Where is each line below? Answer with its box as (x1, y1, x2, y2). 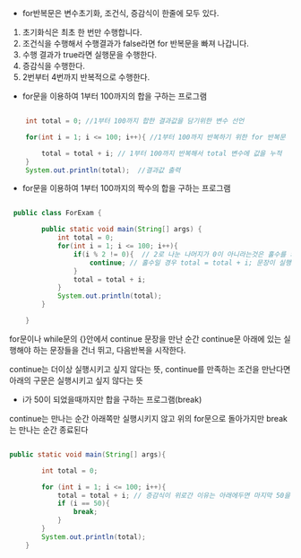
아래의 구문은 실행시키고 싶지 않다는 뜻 (9, 375, 143, 386)
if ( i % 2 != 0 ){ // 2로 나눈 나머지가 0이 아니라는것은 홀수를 (73, 249, 287, 258)
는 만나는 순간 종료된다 (9, 424, 89, 435)
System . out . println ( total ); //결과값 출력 (25, 165, 181, 175)
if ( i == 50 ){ (56, 499, 110, 509)
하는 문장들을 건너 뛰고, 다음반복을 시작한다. (32, 344, 186, 355)
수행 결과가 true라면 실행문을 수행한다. (21, 49, 158, 60)
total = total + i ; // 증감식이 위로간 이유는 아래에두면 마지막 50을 (56, 491, 291, 500)
